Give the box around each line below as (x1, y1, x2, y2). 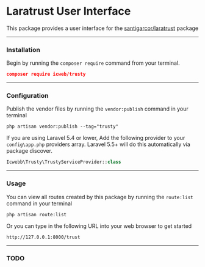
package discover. (6, 147, 53, 155)
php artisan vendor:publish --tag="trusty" (6, 123, 119, 130)
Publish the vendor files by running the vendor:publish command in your (6, 105, 189, 112)
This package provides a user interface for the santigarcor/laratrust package (6, 24, 199, 32)
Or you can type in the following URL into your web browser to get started (6, 222, 192, 230)
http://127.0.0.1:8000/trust (6, 234, 81, 240)
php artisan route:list (6, 211, 67, 218)
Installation (6, 45, 41, 54)
